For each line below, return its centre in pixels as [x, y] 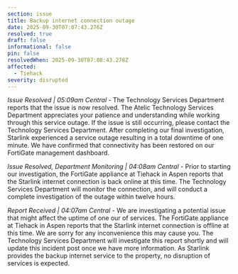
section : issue [30, 14]
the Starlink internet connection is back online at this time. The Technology [117, 182]
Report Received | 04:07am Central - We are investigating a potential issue [117, 211]
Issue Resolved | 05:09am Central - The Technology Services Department [116, 100]
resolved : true [30, 34]
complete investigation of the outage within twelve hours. [91, 197]
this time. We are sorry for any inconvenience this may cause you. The [110, 233]
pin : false [23, 54]
